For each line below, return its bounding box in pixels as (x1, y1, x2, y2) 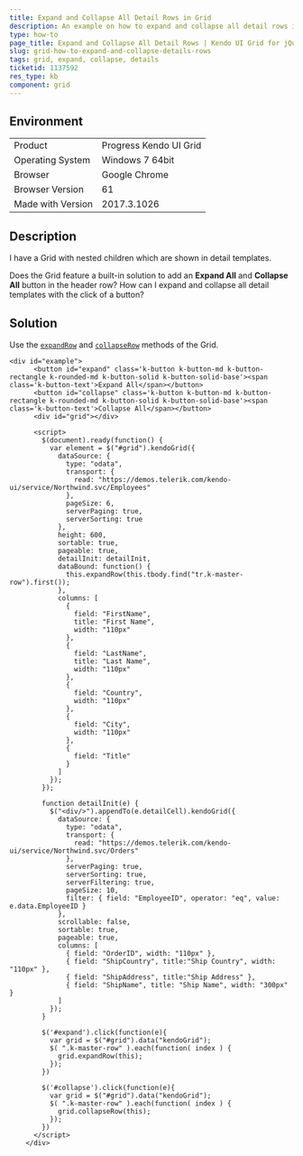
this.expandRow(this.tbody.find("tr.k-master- (66, 570, 244, 579)
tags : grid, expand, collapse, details (9, 55, 160, 64)
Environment (9, 114, 84, 129)
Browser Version (14, 183, 84, 196)
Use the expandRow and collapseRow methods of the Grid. (9, 339, 219, 350)
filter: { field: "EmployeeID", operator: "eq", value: (66, 894, 280, 903)
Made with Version (14, 198, 93, 210)
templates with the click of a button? (9, 290, 144, 301)
